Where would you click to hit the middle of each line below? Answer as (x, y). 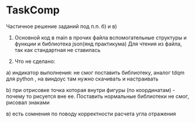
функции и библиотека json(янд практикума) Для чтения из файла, (98, 44)
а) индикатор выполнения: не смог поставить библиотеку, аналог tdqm (95, 72)
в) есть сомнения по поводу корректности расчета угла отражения (91, 114)
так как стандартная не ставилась (57, 50)
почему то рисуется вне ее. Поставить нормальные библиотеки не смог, (97, 96)
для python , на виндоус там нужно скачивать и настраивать (82, 79)
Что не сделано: (35, 61)
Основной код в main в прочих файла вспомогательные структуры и (101, 37)
